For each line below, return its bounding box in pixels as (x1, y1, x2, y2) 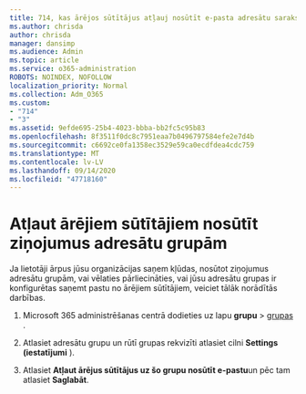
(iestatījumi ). (22, 347, 76, 358)
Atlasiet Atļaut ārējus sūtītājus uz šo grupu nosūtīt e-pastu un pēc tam (22, 365, 291, 376)
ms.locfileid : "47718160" (9, 174, 107, 183)
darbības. (9, 293, 46, 304)
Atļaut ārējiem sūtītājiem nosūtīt (9, 213, 259, 234)
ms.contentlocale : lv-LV (9, 157, 104, 167)
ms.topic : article (9, 56, 79, 65)
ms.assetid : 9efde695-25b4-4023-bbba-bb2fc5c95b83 (9, 124, 206, 133)
